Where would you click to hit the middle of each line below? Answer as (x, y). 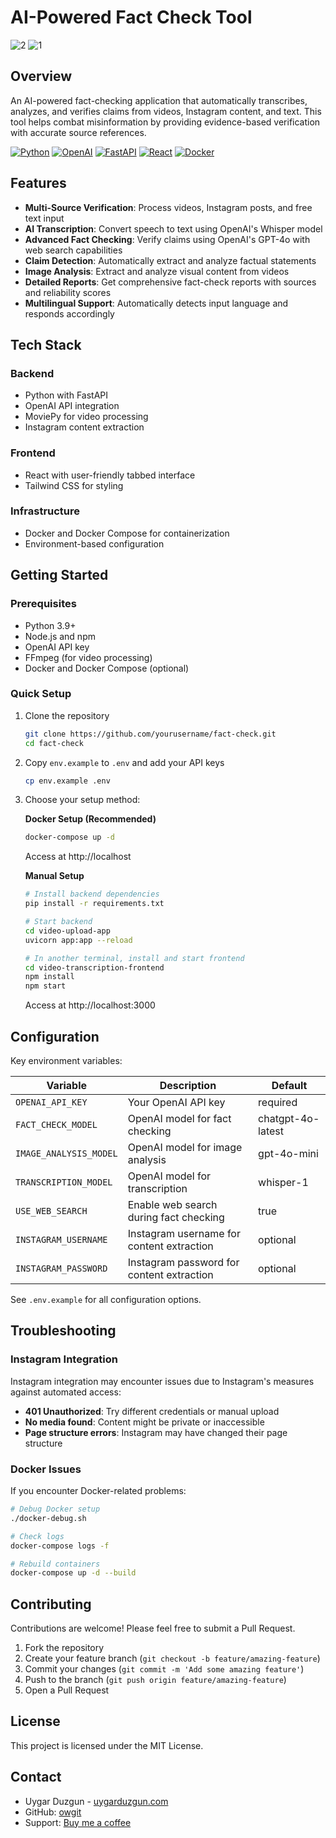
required (278, 1103)
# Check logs (37, 1536)
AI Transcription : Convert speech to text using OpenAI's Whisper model (173, 228)
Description (188, 1086)
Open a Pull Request (67, 1690)
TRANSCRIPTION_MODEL (64, 1182)
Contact (36, 1777)
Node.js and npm (60, 636)
